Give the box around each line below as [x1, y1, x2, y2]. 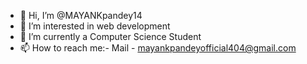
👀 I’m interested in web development [19, 20, 171, 32]
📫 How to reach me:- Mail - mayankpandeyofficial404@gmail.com [19, 42, 297, 54]
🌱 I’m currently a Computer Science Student [19, 31, 202, 42]
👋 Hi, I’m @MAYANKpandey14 [19, 10, 143, 21]
